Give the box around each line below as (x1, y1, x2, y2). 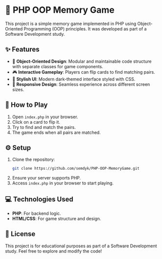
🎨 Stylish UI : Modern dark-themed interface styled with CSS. (12, 76, 136, 82)
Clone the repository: (12, 156, 55, 162)
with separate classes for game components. (12, 63, 104, 69)
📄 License (5, 230, 36, 238)
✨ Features (5, 45, 40, 53)
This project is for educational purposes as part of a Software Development (5, 243, 158, 249)
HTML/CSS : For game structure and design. (12, 216, 101, 222)
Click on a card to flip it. (12, 119, 60, 125)
